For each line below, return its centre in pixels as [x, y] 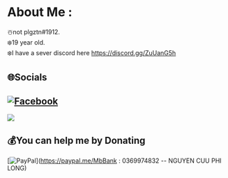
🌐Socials [27, 77]
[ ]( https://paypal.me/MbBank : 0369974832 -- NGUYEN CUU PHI [114, 161]
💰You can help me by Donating [76, 140]
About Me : [40, 12]
